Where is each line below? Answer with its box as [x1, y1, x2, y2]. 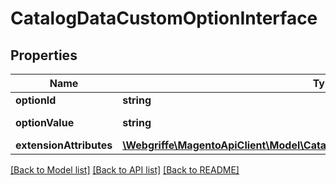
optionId [15, 93, 57, 107]
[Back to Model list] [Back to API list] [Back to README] [10, 164, 240, 176]
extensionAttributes [15, 138, 113, 152]
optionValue [15, 116, 75, 129]
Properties [10, 47, 78, 64]
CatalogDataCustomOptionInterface [10, 7, 318, 30]
